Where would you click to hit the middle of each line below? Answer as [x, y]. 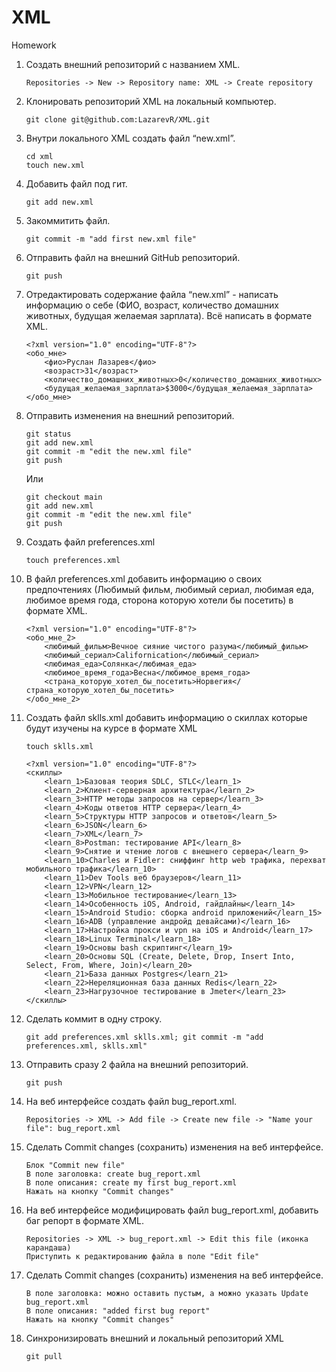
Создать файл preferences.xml [90, 542]
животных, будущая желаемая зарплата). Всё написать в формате [169, 315]
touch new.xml [55, 165]
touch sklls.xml [59, 746]
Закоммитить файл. [68, 220]
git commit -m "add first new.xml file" [111, 239]
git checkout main [64, 497]
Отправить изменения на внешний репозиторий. [130, 415]
